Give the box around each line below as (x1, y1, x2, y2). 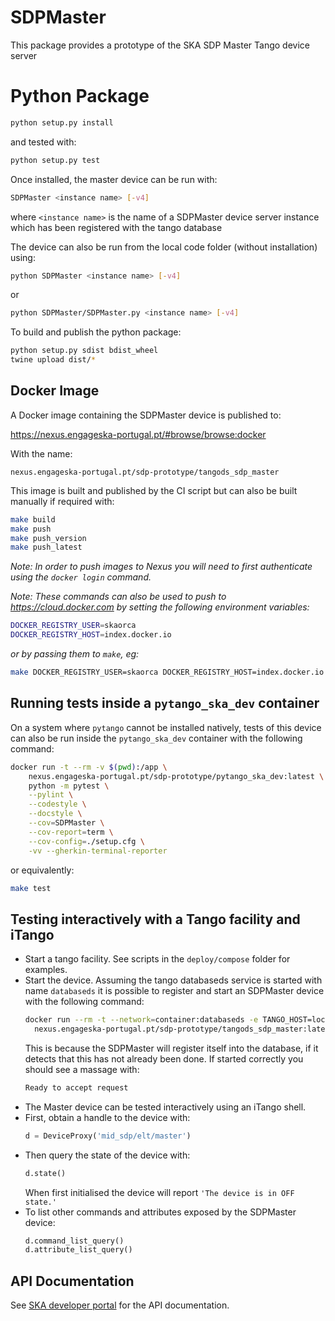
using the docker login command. (10, 571, 152, 583)
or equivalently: (10, 864, 75, 876)
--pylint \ (28, 790, 74, 800)
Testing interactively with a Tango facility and (10, 911, 301, 928)
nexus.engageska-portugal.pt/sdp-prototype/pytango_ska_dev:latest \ (28, 771, 325, 781)
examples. (24, 964, 68, 976)
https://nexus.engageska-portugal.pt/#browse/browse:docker (10, 428, 267, 440)
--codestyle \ (28, 799, 87, 810)
